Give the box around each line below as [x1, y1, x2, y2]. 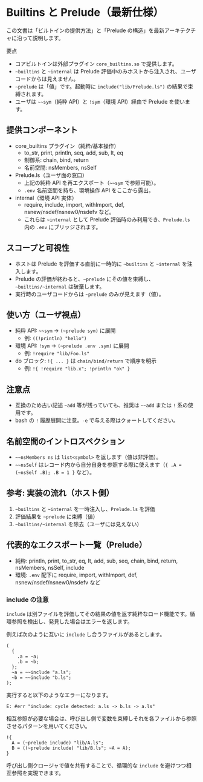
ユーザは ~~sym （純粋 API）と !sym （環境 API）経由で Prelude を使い [14, 98, 185, 105]
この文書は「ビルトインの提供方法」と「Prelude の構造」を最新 [6, 27, 165, 34]
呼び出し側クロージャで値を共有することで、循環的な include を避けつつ [6, 761, 187, 769]
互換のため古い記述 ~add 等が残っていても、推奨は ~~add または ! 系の [14, 401, 188, 409]
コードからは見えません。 [14, 75, 79, 82]
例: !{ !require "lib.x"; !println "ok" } [24, 365, 130, 372]
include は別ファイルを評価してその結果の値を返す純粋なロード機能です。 [6, 610, 190, 617]
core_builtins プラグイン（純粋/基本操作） [14, 142, 120, 149]
